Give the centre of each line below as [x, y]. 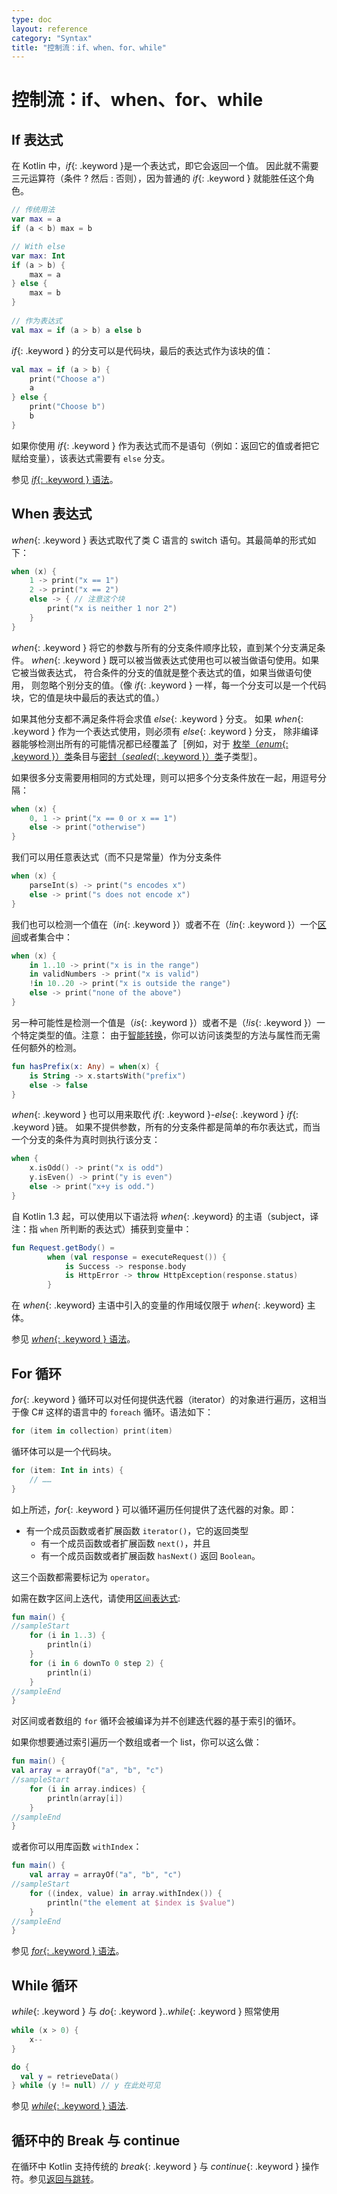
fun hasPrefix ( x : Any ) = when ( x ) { [85, 1066]
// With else [38, 246]
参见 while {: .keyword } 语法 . [70, 2106]
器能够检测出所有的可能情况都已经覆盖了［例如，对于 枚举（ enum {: [150, 743]
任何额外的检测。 [46, 1047]
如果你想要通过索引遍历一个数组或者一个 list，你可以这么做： [137, 1742]
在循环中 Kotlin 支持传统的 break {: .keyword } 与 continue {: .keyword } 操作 [165, 2167]
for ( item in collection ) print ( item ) [92, 1431]
